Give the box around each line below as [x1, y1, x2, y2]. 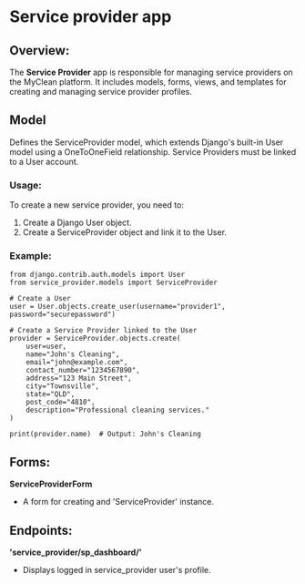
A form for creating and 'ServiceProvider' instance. [22, 497, 215, 507]
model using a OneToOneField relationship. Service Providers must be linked [9, 146, 297, 157]
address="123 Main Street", [25, 374, 132, 384]
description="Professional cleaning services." [25, 405, 209, 415]
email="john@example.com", [25, 358, 128, 367]
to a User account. [9, 156, 79, 167]
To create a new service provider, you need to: [9, 200, 185, 210]
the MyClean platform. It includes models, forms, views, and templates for [9, 77, 287, 87]
